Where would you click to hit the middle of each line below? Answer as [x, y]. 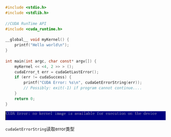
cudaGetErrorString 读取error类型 [40, 129]
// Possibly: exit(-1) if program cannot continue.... [83, 88]
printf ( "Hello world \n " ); [42, 45]
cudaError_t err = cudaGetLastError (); [57, 72]
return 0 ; [25, 99]
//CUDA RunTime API [26, 23]
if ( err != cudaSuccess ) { [43, 77]
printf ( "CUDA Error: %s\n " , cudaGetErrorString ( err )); [83, 83]
